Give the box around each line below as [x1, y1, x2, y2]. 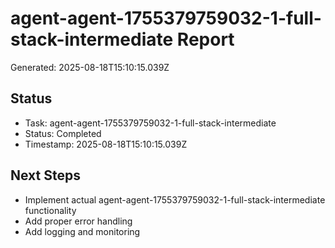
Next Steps [10, 167, 81, 184]
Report [176, 28, 235, 51]
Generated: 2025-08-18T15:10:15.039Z [10, 61, 170, 73]
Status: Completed [24, 127, 102, 139]
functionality [24, 204, 77, 216]
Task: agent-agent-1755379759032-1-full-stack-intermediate [24, 117, 277, 129]
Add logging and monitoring [24, 225, 141, 237]
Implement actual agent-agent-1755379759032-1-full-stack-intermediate [24, 193, 326, 206]
